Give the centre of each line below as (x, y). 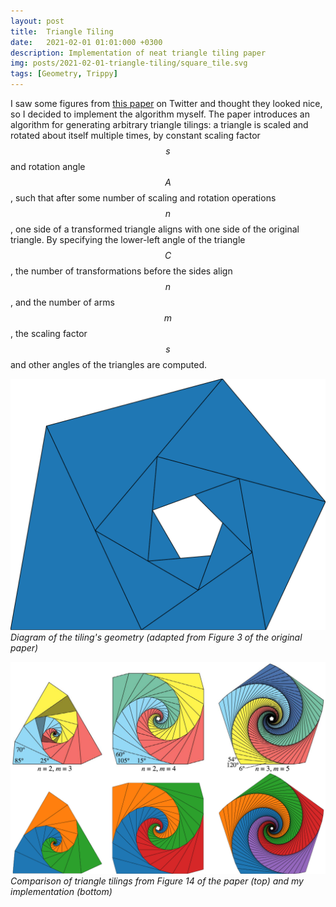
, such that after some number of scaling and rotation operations (143, 198)
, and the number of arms (62, 302)
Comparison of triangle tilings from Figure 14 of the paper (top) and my (157, 881)
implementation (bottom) (61, 892)
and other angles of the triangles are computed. (109, 364)
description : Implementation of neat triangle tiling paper (138, 53)
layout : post (37, 21)
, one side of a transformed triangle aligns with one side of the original (155, 229)
